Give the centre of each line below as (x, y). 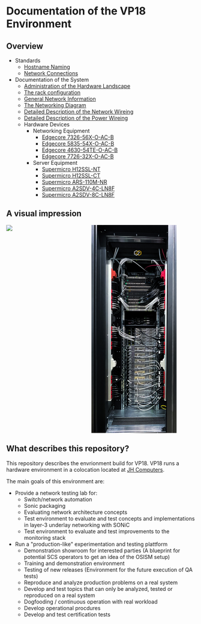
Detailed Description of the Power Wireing (76, 118)
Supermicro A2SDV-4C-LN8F (78, 188)
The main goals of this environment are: (55, 481)
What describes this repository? (68, 449)
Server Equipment (55, 163)
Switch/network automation (58, 499)
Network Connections (51, 73)
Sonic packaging (45, 505)
